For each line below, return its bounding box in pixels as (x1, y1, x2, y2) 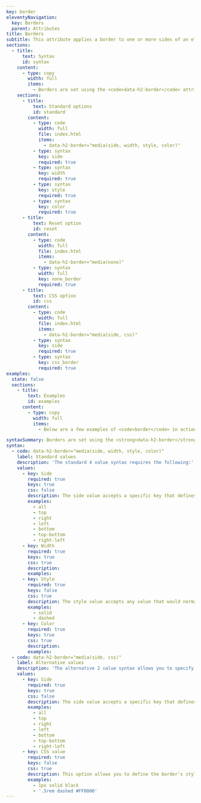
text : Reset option (32, 220, 82, 226)
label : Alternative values (17, 660, 84, 666)
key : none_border (38, 276, 82, 282)
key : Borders (11, 20, 44, 26)
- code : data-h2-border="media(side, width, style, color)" (11, 449, 165, 454)
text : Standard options (32, 103, 93, 110)
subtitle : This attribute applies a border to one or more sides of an (6, 37, 188, 43)
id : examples (28, 399, 60, 405)
